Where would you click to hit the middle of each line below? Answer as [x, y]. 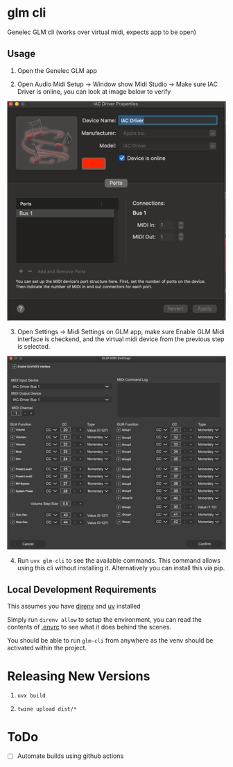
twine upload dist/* [47, 709]
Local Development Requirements [82, 589]
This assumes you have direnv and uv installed [74, 607]
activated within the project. [47, 648]
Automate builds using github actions [70, 756]
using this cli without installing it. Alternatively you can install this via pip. [121, 568]
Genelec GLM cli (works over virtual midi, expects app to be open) [102, 32]
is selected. [34, 346]
